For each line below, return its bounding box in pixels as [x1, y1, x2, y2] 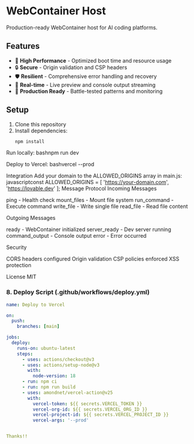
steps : [17, 350, 33, 357]
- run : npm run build [21, 384, 76, 390]
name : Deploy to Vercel [6, 302, 65, 308]
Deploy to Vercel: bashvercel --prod [6, 161, 95, 168]
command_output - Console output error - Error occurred [6, 232, 147, 240]
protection [6, 262, 32, 269]
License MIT [6, 273, 37, 281]
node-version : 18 [32, 373, 76, 379]
